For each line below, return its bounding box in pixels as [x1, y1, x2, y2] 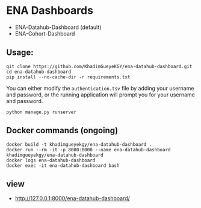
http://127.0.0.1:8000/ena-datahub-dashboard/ [14, 195, 131, 202]
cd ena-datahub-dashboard [6, 69, 71, 75]
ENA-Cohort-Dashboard [14, 30, 75, 37]
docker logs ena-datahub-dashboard [6, 157, 96, 163]
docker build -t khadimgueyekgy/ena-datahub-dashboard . [6, 141, 152, 148]
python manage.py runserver [6, 109, 77, 115]
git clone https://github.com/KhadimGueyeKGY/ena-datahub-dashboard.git [6, 63, 193, 69]
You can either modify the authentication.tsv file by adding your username [6, 84, 194, 92]
